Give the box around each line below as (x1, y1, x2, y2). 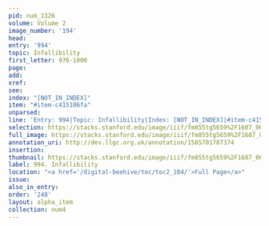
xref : (8, 79, 26, 87)
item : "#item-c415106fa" (8, 101, 91, 109)
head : (8, 34, 26, 42)
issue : (8, 176, 30, 184)
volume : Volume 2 (8, 19, 66, 27)
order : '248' (8, 190, 52, 199)
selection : (8, 123, 45, 131)
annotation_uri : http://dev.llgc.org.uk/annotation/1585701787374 (8, 138, 235, 147)
